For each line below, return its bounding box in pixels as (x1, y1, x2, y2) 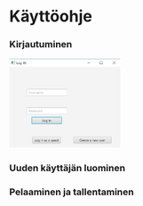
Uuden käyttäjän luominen (9, 161, 126, 174)
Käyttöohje (9, 6, 93, 27)
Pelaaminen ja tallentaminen (9, 185, 135, 198)
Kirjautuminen (9, 38, 73, 51)
